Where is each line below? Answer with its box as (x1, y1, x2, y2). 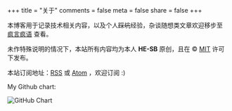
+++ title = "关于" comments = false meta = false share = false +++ (7, 6, 202, 14)
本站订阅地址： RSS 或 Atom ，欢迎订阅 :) (7, 69, 126, 77)
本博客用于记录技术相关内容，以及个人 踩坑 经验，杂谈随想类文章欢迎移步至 (7, 21, 223, 30)
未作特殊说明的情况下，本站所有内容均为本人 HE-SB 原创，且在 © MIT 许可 (7, 45, 225, 53)
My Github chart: (7, 83, 56, 91)
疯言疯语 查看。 (7, 30, 53, 38)
